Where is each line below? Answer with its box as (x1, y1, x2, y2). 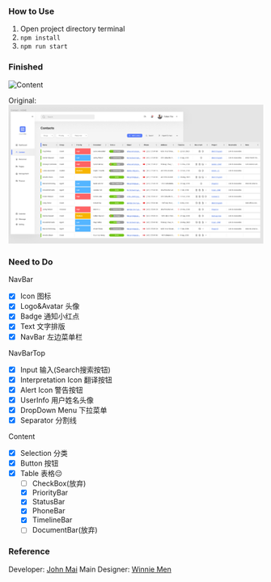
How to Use (8, 6, 55, 17)
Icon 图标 (19, 291, 52, 301)
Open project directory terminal (19, 24, 125, 34)
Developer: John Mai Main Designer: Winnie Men (8, 564, 171, 574)
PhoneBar (32, 506, 66, 516)
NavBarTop (8, 348, 46, 357)
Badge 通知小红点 (19, 311, 80, 321)
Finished (8, 61, 44, 73)
